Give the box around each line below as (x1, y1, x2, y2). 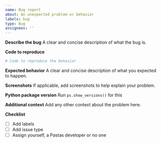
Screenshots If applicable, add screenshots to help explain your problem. (5, 82, 156, 88)
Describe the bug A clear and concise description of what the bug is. (5, 39, 147, 45)
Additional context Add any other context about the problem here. (5, 102, 141, 107)
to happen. (5, 73, 27, 78)
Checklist (5, 111, 26, 117)
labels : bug (5, 16, 30, 21)
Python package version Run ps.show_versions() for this (5, 92, 122, 98)
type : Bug (5, 21, 26, 26)
